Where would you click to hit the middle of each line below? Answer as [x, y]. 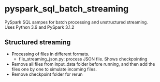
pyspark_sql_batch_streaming [67, 9]
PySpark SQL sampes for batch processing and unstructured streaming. [76, 22]
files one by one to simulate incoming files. [54, 69]
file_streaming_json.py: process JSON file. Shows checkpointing [83, 59]
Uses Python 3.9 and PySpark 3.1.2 [39, 27]
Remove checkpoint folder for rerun [47, 74]
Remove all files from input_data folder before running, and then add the [83, 64]
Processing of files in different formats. [51, 54]
